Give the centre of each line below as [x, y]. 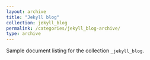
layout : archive [26, 12]
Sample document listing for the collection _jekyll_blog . [75, 50]
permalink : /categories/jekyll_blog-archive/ [63, 28]
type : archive [24, 34]
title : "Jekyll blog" [33, 17]
